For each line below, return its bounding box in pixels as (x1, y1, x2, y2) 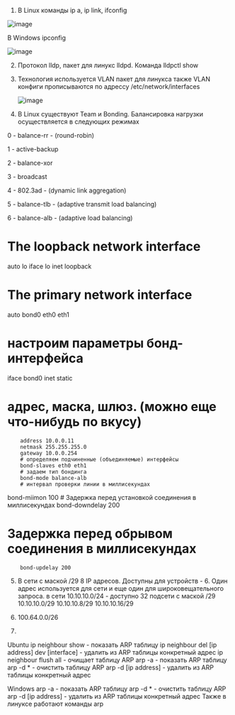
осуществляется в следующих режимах (17, 117, 139, 126)
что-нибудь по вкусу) (7, 414, 142, 430)
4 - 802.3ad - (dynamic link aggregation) (7, 186, 127, 195)
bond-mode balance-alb (20, 474, 87, 481)
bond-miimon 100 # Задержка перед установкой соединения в (7, 493, 197, 501)
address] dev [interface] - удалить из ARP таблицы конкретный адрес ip (7, 648, 224, 656)
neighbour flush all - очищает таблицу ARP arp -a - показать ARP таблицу (7, 655, 228, 664)
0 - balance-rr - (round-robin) (7, 131, 94, 139)
